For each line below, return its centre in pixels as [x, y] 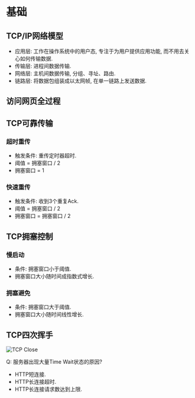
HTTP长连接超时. [35, 382]
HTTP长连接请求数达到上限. [48, 389]
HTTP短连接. [30, 374]
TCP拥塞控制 [30, 237]
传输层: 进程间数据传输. [43, 66]
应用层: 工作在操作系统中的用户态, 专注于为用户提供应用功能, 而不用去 [99, 51]
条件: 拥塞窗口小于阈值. [43, 269]
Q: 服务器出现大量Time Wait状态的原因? [54, 362]
